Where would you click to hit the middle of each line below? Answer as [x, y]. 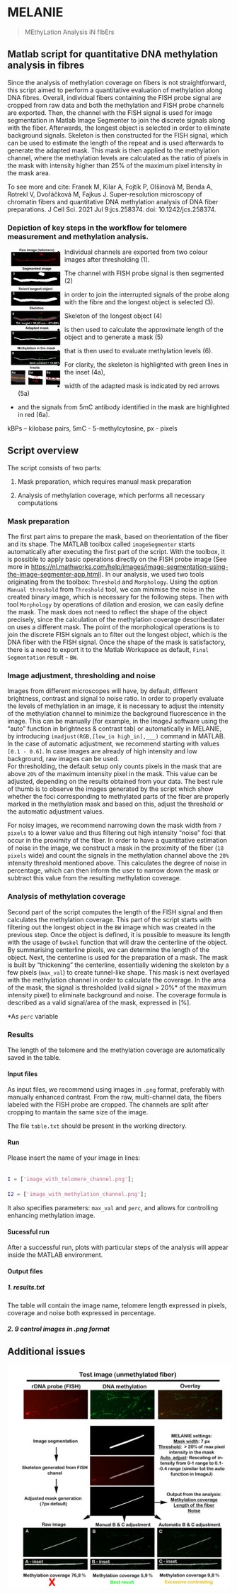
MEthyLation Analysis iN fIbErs [69, 32]
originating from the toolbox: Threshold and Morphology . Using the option [112, 582]
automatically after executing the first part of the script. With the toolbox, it [116, 552]
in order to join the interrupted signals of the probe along [147, 294]
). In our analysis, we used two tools [152, 575]
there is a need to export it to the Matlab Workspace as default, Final [108, 650]
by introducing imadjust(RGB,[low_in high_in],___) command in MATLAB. [116, 736]
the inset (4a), [85, 372]
